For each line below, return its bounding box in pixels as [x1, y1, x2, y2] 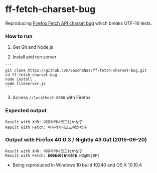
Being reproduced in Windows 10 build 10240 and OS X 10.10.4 [12, 162, 142, 168]
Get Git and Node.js [12, 44, 54, 50]
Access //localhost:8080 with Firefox [12, 95, 91, 101]
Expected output [5, 107, 47, 114]
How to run [5, 33, 33, 40]
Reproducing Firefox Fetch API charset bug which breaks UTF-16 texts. [5, 20, 152, 26]
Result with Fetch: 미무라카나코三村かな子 [5, 125, 88, 130]
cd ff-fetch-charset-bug [5, 72, 57, 77]
